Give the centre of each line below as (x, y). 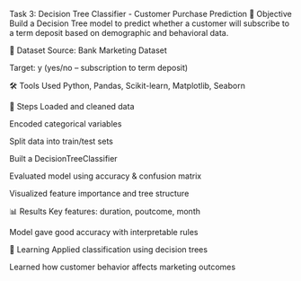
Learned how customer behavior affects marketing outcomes (123, 267)
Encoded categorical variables (66, 124)
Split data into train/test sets (62, 141)
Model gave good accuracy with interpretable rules (104, 232)
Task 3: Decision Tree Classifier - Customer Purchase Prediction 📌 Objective (150, 14)
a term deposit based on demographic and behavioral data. (119, 33)
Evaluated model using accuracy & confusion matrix (106, 176)
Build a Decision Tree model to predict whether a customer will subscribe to (150, 23)
